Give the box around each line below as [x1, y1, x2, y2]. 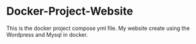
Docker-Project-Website [6, 4, 134, 18]
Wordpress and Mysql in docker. [6, 31, 88, 38]
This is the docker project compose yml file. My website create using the [6, 24, 190, 32]
